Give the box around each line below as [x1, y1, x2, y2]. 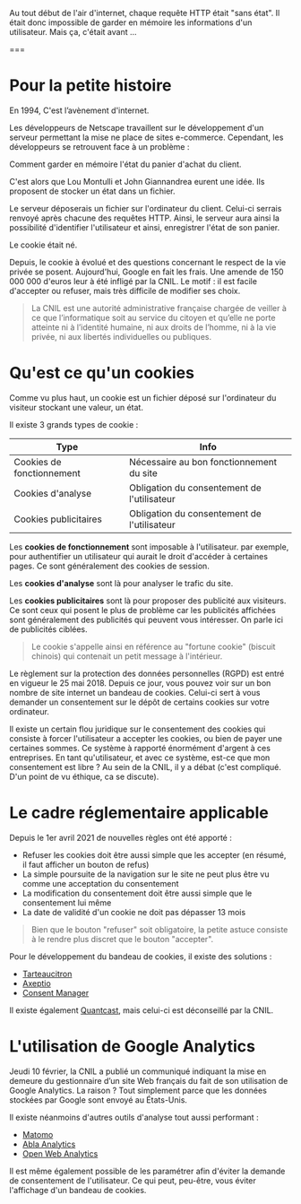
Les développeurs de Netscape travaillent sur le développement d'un [9, 122, 264, 133]
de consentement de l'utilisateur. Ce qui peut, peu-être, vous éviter [9, 1174, 257, 1186]
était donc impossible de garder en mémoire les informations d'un [9, 17, 253, 28]
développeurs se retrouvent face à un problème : [9, 141, 190, 152]
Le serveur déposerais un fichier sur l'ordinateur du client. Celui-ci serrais [9, 203, 282, 213]
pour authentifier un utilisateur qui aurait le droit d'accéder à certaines [9, 550, 269, 561]
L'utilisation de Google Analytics [9, 1036, 255, 1056]
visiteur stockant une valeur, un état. [9, 402, 143, 412]
